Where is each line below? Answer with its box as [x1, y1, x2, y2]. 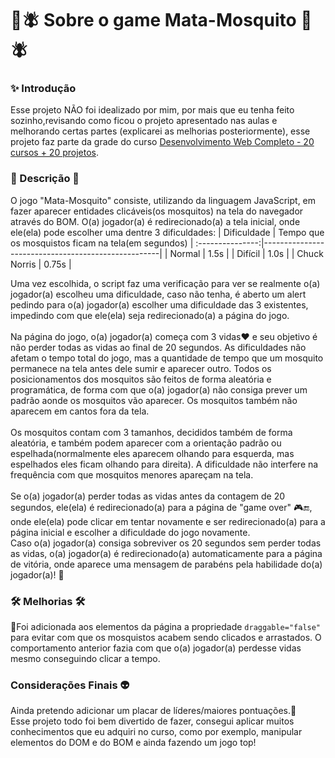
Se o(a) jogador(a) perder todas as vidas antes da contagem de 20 [10, 490, 286, 502]
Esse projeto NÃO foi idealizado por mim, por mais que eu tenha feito [10, 104, 295, 116]
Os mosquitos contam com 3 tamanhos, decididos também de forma [10, 426, 293, 438]
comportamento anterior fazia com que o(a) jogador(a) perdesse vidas [10, 642, 302, 654]
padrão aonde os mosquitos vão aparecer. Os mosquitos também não [10, 394, 298, 406]
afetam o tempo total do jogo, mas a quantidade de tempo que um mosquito [10, 352, 324, 364]
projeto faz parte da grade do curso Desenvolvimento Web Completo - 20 [10, 136, 315, 148]
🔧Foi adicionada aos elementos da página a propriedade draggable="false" [10, 621, 322, 633]
